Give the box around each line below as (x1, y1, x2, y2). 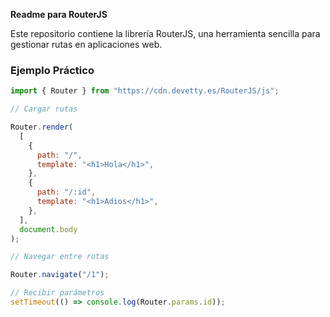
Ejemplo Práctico (10, 63, 95, 77)
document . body (19, 224, 78, 234)
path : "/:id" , (36, 187, 97, 198)
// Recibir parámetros (10, 288, 105, 298)
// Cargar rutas (10, 104, 78, 114)
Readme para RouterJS (10, 9, 108, 20)
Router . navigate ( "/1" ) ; (10, 270, 110, 280)
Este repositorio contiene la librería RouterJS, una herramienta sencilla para (10, 28, 321, 39)
